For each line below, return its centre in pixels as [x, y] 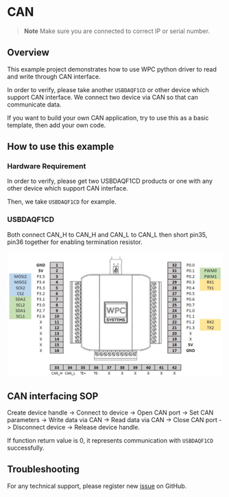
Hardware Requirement [47, 166]
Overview [28, 53]
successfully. [26, 448]
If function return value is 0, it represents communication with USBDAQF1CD [110, 440]
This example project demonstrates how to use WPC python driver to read [112, 69]
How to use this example [61, 147]
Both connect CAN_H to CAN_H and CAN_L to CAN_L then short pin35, [107, 234]
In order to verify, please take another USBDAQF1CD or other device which [108, 89]
